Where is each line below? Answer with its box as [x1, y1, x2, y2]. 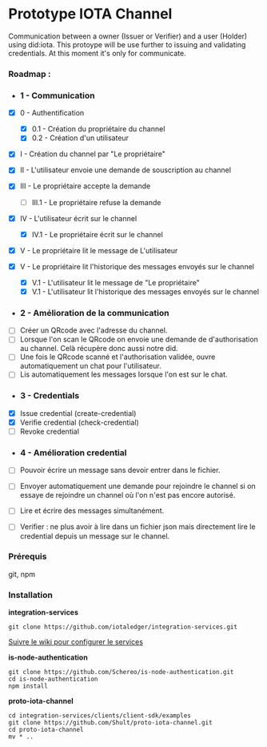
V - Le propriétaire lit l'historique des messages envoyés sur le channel [19, 261, 254, 271]
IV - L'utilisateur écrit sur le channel [19, 213, 137, 223]
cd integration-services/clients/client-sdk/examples [8, 712, 192, 720]
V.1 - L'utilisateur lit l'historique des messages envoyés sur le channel [31, 286, 260, 297]
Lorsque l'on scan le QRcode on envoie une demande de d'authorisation [19, 334, 258, 345]
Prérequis [8, 551, 47, 562]
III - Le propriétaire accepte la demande [19, 181, 151, 191]
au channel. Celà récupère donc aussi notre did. [19, 344, 178, 353]
